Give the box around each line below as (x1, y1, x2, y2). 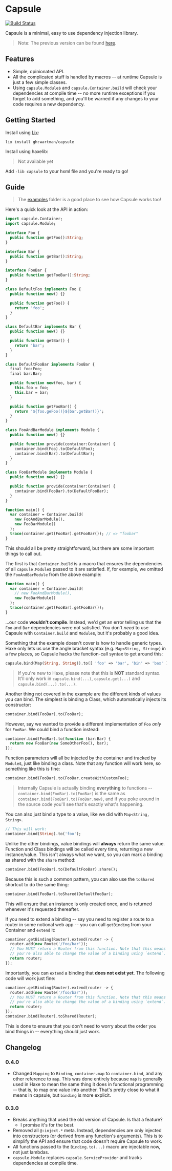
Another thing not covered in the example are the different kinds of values (5, 691, 161, 697)
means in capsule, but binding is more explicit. (12, 1092, 111, 1098)
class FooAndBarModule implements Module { (5, 428, 100, 433)
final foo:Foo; (10, 367, 42, 372)
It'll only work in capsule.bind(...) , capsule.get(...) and (17, 675, 140, 682)
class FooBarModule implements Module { (5, 470, 93, 475)
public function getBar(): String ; (10, 254, 83, 259)
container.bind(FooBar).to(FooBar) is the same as (17, 791, 125, 796)
